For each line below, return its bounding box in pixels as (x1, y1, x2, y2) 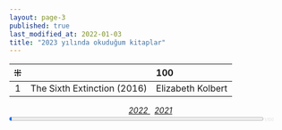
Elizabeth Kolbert (156, 82, 228, 94)
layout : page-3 (9, 12, 66, 22)
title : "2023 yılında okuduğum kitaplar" (9, 37, 167, 47)
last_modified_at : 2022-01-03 (9, 29, 123, 38)
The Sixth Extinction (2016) (30, 82, 148, 94)
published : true (9, 21, 70, 30)
